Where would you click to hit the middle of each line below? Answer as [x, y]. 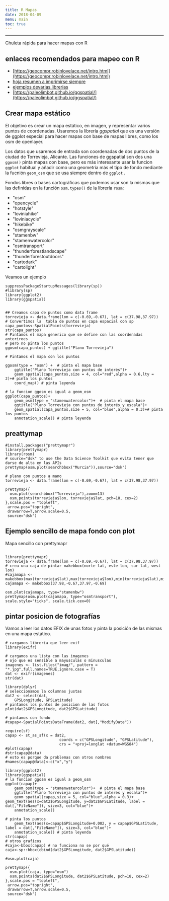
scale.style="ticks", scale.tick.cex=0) [48, 601]
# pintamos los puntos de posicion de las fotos [57, 705]
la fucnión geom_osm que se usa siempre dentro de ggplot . [65, 173]
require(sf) [18, 731]
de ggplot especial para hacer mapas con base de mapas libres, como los [82, 136]
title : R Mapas [21, 10]
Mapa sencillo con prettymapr [36, 543]
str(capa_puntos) [23, 330]
